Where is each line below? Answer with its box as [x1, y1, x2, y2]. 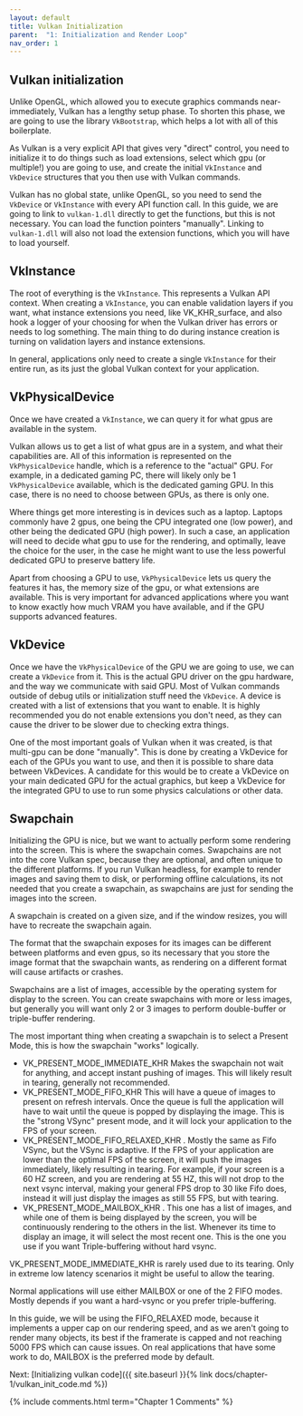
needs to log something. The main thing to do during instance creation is [9, 326, 280, 337]
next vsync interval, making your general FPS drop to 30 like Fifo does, [22, 1183, 287, 1194]
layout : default [9, 13, 71, 23]
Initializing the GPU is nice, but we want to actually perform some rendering [9, 835, 291, 846]
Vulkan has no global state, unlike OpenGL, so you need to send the [9, 190, 262, 200]
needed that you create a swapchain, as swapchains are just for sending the [9, 884, 294, 894]
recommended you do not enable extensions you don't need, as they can [9, 709, 282, 720]
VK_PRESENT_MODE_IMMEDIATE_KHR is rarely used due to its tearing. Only [9, 1258, 295, 1270]
